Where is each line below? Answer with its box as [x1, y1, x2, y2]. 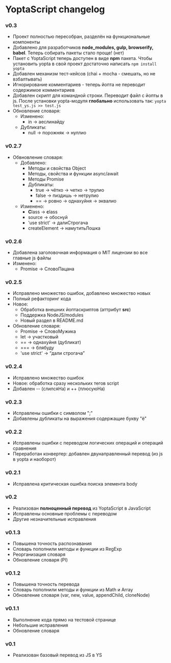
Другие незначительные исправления [12, 516, 96, 522]
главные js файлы [12, 255, 52, 261]
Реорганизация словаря [12, 551, 65, 557]
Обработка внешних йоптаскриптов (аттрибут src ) [20, 307, 131, 313]
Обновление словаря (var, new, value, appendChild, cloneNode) [12, 592, 150, 598]
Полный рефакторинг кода [12, 296, 71, 302]
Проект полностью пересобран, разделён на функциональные [12, 33, 150, 39]
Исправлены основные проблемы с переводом [12, 510, 117, 516]
